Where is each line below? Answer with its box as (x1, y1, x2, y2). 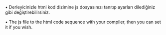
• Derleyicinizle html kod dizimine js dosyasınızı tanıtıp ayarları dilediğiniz (5, 4, 156, 10)
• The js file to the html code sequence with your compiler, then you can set (5, 19, 161, 25)
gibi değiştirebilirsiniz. (5, 9, 50, 15)
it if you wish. (5, 24, 33, 30)
